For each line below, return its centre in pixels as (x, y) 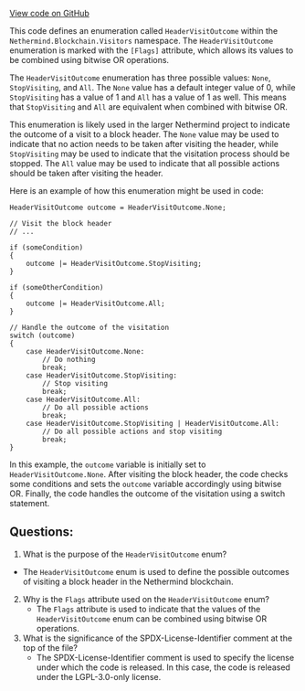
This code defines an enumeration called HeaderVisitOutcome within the (144, 31)
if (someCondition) (47, 248)
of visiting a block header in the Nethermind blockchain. (128, 581)
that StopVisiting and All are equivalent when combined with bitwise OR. (148, 107)
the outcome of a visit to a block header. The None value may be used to (144, 134)
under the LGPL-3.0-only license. (99, 676)
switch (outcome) (42, 335)
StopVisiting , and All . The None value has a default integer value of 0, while (152, 87)
